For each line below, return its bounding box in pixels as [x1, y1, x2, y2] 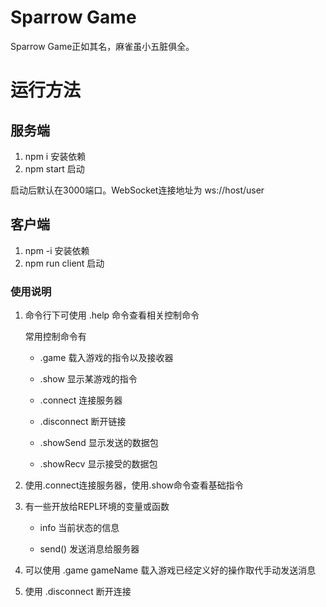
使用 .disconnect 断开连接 [24, 586, 132, 598]
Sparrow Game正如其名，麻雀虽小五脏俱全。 [10, 40, 195, 52]
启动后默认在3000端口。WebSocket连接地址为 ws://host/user [10, 184, 265, 196]
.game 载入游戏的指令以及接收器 [39, 352, 174, 364]
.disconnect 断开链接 [39, 416, 127, 428]
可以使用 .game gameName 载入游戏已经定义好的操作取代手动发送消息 [24, 564, 317, 576]
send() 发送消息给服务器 [39, 543, 140, 555]
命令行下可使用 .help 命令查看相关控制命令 [24, 309, 200, 321]
